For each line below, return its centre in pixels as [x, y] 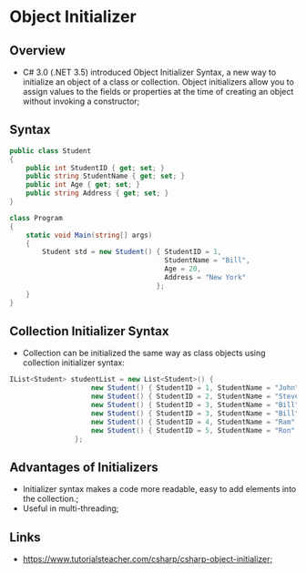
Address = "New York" [205, 278]
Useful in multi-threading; [71, 508]
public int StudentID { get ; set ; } [96, 168]
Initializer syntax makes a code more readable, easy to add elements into [159, 489]
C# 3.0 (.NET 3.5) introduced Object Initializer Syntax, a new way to [149, 72]
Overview [38, 51]
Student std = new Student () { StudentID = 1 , [132, 252]
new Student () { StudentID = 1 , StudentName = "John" [195, 388]
